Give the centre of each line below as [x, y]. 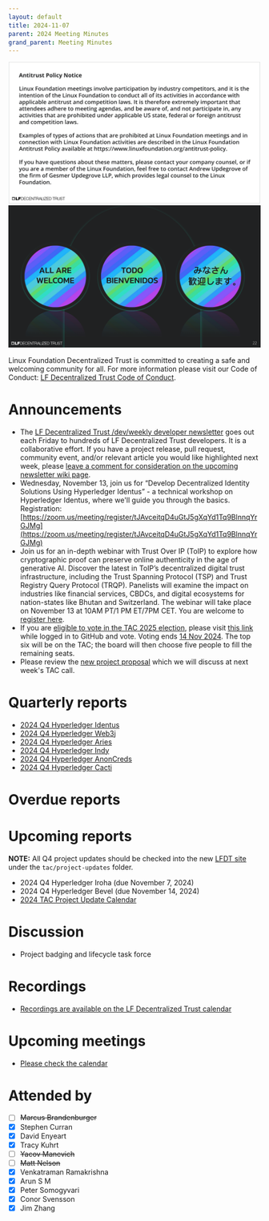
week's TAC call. [47, 670]
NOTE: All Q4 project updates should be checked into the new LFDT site [127, 858]
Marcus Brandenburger [58, 1118]
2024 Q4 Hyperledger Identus [70, 724]
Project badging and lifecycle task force [86, 954]
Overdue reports [64, 799]
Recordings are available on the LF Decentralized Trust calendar [126, 1009]
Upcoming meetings [77, 1041]
